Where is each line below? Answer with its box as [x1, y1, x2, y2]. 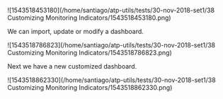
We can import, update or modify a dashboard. [7, 28, 144, 35]
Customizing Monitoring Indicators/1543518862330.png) [7, 83, 173, 91]
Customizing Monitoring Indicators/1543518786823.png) [7, 49, 172, 57]
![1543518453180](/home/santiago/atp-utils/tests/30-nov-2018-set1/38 [7, 6, 215, 14]
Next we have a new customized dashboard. [7, 62, 137, 70]
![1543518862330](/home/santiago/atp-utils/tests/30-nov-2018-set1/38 [7, 76, 216, 84]
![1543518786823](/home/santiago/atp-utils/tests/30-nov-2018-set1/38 [7, 41, 216, 49]
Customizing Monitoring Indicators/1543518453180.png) [7, 13, 171, 22]
